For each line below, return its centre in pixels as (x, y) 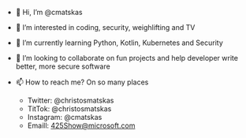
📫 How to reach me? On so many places (82, 82)
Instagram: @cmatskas (65, 117)
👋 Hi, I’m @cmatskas (49, 12)
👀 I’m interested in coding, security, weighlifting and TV (105, 27)
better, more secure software (63, 66)
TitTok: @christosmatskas (69, 109)
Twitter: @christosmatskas (71, 100)
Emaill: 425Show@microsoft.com (81, 125)
